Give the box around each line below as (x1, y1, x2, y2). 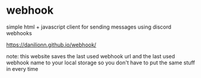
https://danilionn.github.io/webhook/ (6, 41, 97, 48)
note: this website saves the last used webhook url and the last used (6, 52, 175, 60)
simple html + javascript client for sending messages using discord (6, 23, 172, 30)
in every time (6, 65, 38, 72)
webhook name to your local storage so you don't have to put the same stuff (6, 59, 195, 66)
